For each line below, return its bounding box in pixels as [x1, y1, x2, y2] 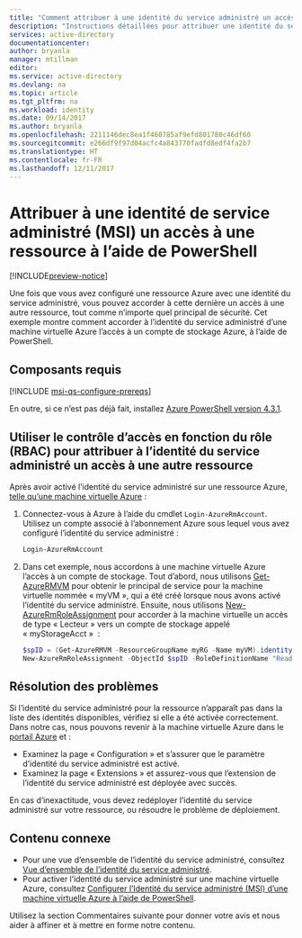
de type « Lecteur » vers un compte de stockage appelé [22, 618, 231, 629]
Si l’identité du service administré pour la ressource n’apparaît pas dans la [9, 703, 283, 714]
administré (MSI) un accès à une [9, 221, 255, 242]
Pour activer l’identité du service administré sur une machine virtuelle [22, 874, 280, 885]
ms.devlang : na [9, 80, 67, 89]
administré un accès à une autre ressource [9, 457, 253, 473]
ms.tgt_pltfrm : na [9, 96, 78, 106]
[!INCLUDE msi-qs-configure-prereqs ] [9, 386, 152, 397]
